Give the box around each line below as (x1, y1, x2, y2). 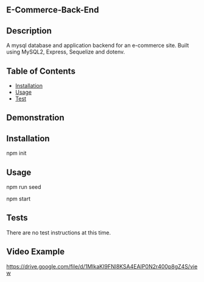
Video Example (6, 247, 65, 257)
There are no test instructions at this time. (6, 228, 111, 236)
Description (6, 26, 52, 36)
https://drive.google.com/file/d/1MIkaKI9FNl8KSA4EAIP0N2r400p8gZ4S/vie (6, 263, 198, 270)
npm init (6, 149, 27, 157)
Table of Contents (6, 66, 76, 76)
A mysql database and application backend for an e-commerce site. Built (6, 42, 189, 49)
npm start (6, 195, 31, 203)
